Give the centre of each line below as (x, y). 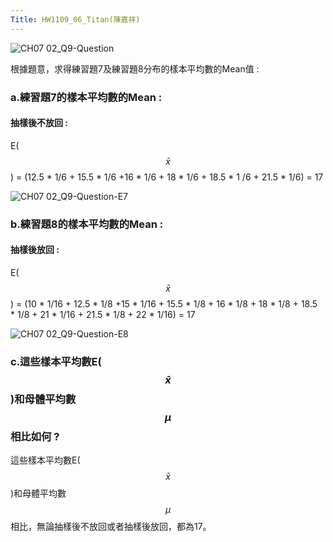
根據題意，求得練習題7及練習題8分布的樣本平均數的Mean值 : (135, 68)
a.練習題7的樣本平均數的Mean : (86, 97)
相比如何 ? (35, 436)
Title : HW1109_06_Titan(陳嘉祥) (75, 19)
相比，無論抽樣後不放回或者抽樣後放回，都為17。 (111, 527)
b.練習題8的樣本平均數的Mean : (87, 224)
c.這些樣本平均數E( (56, 361)
